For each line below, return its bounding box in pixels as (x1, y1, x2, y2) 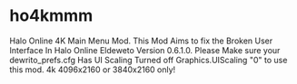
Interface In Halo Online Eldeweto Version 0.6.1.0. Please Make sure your (9, 44, 281, 55)
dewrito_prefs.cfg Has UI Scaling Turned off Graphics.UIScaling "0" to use (9, 54, 288, 65)
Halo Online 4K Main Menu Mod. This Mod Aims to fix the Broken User (9, 35, 273, 46)
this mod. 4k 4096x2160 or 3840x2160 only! (9, 64, 176, 75)
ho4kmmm (9, 5, 94, 26)
